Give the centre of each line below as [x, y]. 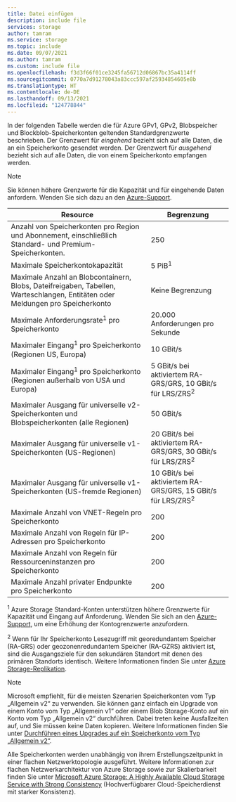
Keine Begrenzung [181, 290]
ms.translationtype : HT [42, 86]
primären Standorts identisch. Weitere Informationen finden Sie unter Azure [117, 661]
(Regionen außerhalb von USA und [68, 380]
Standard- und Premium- [53, 244]
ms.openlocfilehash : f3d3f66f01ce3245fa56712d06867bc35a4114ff [102, 72]
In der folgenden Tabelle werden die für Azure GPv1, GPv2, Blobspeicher [112, 125]
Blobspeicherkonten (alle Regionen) [70, 422]
